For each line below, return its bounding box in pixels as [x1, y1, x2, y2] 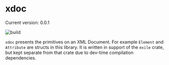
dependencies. [5, 54, 36, 60]
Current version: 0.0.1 [5, 19, 49, 25]
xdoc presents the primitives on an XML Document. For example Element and [5, 38, 164, 45]
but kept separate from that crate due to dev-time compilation [5, 49, 134, 55]
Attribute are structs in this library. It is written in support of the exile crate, [5, 44, 164, 50]
